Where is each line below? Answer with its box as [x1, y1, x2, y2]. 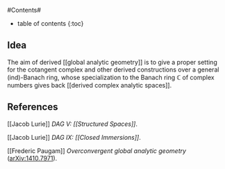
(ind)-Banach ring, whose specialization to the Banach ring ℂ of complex [7, 73, 215, 81]
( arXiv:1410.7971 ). [7, 154, 58, 162]
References [7, 101, 58, 113]
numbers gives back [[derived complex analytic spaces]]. [7, 81, 172, 89]
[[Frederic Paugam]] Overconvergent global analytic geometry [7, 146, 186, 155]
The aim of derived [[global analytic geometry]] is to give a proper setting [7, 58, 217, 66]
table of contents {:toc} [17, 19, 84, 27]
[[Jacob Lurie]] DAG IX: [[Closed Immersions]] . [7, 133, 141, 141]
